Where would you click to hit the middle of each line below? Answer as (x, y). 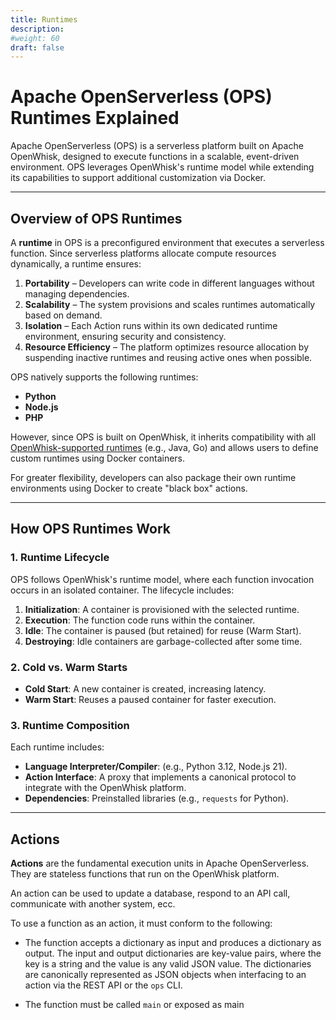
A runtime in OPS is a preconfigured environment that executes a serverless (167, 242)
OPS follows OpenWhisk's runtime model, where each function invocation (162, 579)
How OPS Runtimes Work (91, 529)
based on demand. (63, 315)
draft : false (37, 47)
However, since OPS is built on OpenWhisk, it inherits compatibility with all (163, 437)
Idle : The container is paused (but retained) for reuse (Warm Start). (163, 630)
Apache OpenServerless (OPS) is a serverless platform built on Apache (157, 146)
